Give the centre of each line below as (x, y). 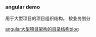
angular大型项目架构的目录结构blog (42, 29)
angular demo (23, 7)
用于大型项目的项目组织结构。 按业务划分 (48, 18)
